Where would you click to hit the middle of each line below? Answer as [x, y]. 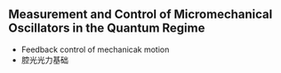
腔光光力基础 [44, 60]
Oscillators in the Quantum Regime [107, 29]
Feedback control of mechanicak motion [95, 49]
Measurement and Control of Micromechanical [140, 15]
